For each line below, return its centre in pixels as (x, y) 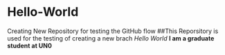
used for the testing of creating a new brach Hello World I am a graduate (111, 38)
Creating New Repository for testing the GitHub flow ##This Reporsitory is (113, 31)
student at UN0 (29, 45)
